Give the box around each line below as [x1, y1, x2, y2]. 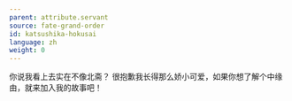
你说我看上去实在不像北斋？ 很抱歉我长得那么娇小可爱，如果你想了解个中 [9, 72, 275, 82]
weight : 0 [9, 46, 46, 55]
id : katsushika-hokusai [9, 29, 97, 38]
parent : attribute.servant [9, 12, 109, 22]
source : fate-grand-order [9, 21, 104, 30]
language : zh [9, 37, 58, 47]
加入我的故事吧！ [39, 82, 103, 93]
